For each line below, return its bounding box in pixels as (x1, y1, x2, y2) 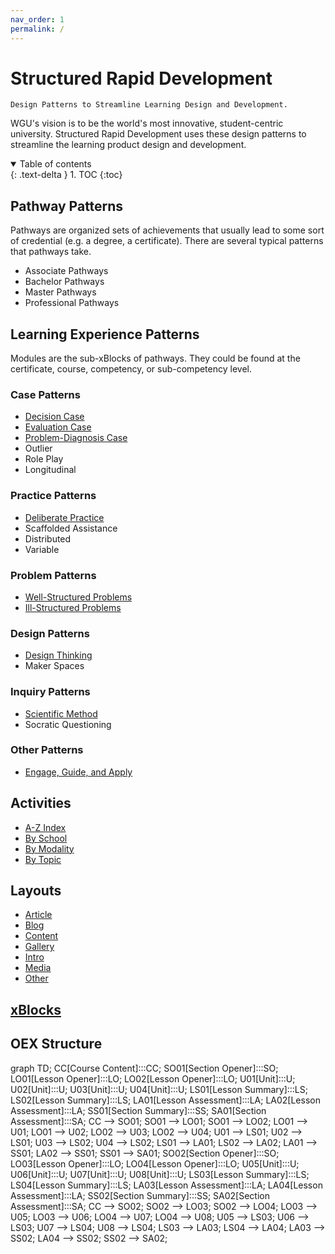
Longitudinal (24, 464, 77, 476)
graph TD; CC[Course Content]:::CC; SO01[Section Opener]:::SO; (10, 1062, 279, 1074)
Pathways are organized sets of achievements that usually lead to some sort (10, 224, 325, 236)
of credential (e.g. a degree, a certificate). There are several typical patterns (10, 235, 324, 247)
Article (24, 909, 53, 921)
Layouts (10, 882, 62, 900)
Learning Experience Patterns (10, 326, 200, 343)
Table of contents (19, 158, 92, 170)
